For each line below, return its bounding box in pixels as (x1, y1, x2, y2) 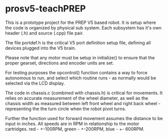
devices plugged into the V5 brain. (5, 45, 76, 51)
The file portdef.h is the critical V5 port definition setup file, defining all (5, 39, 151, 45)
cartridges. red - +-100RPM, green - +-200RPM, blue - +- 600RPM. (5, 126, 145, 132)
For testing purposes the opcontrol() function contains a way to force (5, 69, 147, 75)
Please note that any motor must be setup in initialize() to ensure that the (5, 54, 155, 60)
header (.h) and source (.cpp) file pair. (5, 30, 84, 36)
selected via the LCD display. (5, 80, 65, 86)
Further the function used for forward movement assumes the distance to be (5, 115, 163, 121)
